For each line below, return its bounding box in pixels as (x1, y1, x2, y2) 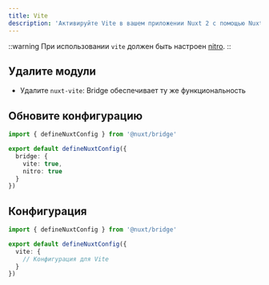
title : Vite (8, 11, 48, 20)
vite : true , (22, 160, 62, 168)
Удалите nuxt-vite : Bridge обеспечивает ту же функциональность (19, 86, 247, 96)
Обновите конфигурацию (8, 109, 143, 123)
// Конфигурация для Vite (22, 254, 110, 263)
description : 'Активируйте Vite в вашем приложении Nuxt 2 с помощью (8, 19, 246, 27)
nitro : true (22, 167, 62, 175)
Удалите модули (8, 64, 96, 78)
